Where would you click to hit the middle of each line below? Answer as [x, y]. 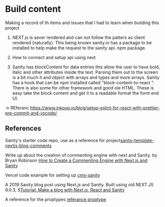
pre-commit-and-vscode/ [31, 113]
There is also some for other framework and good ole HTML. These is [83, 88]
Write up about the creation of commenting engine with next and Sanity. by [81, 155]
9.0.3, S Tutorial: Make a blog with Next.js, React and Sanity [65, 190]
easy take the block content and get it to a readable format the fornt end [85, 93]
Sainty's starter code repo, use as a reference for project [63, 140]
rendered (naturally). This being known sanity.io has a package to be [82, 42]
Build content [33, 9]
